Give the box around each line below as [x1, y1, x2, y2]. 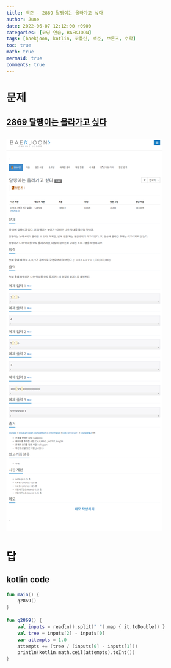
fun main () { [6, 591, 40, 597]
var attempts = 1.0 [17, 637, 67, 643]
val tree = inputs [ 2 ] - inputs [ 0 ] [17, 630, 105, 636]
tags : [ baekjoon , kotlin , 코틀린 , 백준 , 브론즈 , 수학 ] [6, 36, 136, 42]
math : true [6, 49, 34, 55]
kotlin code [6, 574, 50, 585]
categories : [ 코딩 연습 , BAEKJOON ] [6, 29, 92, 36]
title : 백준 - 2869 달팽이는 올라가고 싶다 [6, 10, 103, 16]
